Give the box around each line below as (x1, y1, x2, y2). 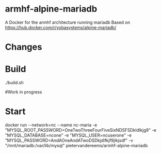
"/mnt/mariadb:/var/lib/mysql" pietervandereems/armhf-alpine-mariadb (5, 143, 148, 148)
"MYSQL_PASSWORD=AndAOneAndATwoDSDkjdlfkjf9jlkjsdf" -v (5, 138, 133, 143)
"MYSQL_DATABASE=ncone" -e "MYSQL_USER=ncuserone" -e (5, 132, 132, 138)
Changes (5, 42, 42, 53)
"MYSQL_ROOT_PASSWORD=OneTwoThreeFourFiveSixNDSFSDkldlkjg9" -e (5, 127, 157, 133)
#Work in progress (5, 89, 42, 95)
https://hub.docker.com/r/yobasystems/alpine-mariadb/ (5, 24, 116, 30)
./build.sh (5, 80, 24, 86)
